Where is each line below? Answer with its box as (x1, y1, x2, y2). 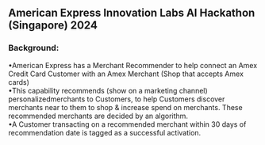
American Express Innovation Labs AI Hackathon (8, 6, 255, 20)
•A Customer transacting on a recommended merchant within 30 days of (8, 119, 247, 129)
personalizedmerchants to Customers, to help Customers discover (8, 94, 225, 104)
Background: (8, 43, 60, 54)
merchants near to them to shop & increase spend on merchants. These (8, 102, 244, 112)
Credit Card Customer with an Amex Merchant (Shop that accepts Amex (8, 69, 244, 78)
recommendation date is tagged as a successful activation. (8, 128, 202, 137)
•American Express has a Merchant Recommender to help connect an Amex (8, 60, 258, 70)
